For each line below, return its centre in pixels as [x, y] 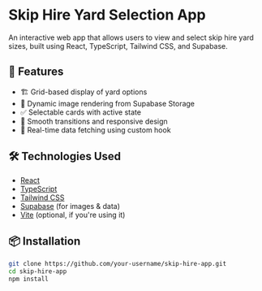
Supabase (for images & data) [70, 206]
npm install [28, 279]
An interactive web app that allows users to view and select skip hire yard [131, 37]
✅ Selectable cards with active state [81, 112]
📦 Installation [45, 241]
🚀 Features [36, 72]
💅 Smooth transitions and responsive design [94, 121]
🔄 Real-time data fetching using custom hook [96, 130]
